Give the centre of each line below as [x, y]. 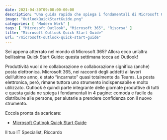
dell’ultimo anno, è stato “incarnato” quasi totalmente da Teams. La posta [80, 77]
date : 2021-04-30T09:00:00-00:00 [40, 10]
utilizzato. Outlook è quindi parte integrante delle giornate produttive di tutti [82, 87]
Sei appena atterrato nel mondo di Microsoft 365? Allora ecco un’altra [76, 51]
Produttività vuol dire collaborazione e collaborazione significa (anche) [78, 66]
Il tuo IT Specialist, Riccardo [34, 132]
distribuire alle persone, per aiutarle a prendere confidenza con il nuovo [79, 98]
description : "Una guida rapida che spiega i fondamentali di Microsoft [82, 14]
